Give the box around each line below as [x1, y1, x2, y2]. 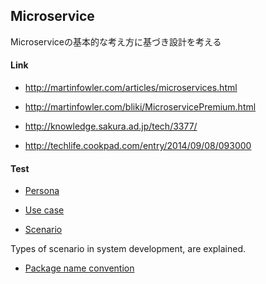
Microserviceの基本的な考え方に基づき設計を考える [10, 35, 222, 48]
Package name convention [24, 262, 135, 274]
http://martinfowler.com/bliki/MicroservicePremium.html [24, 101, 257, 113]
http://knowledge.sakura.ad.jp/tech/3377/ [24, 120, 198, 133]
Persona [24, 185, 60, 197]
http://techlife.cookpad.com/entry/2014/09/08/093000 [24, 140, 252, 152]
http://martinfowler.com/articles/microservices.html [24, 82, 238, 94]
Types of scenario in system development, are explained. [10, 243, 247, 255]
